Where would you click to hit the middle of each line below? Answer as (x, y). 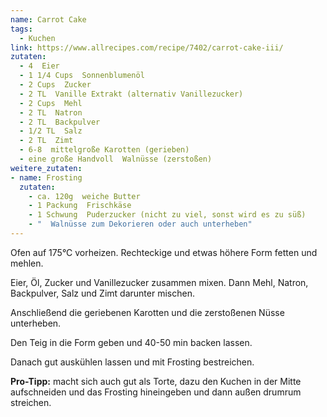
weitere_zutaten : (46, 168)
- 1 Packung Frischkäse (80, 206)
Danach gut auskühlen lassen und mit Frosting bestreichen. (132, 362)
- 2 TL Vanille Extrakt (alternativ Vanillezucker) (131, 94)
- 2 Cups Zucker (55, 85)
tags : (21, 29)
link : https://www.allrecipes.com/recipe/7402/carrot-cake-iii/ (147, 47)
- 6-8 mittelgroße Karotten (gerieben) (104, 150)
